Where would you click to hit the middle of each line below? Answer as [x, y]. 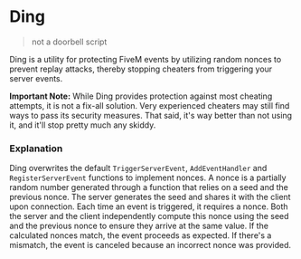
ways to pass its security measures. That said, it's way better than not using [150, 115]
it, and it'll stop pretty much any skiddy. [83, 125]
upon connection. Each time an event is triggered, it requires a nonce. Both [149, 206]
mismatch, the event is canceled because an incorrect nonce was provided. [150, 245]
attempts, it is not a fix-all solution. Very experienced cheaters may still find [150, 105]
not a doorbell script [69, 42]
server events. [36, 78]
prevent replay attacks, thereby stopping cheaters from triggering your [141, 69]
